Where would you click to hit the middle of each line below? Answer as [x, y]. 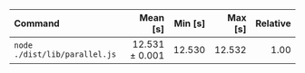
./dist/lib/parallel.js [65, 55]
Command [37, 23]
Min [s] [190, 23]
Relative [273, 23]
